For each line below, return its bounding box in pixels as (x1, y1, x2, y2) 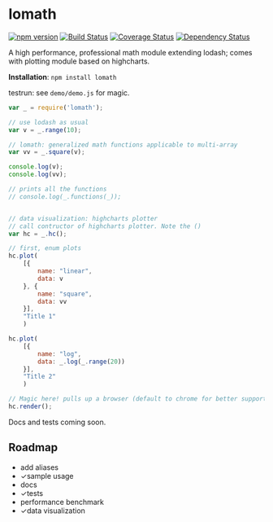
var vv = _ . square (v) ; (8, 148, 85, 156)
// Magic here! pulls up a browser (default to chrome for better (8, 395, 238, 403)
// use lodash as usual (8, 118, 89, 126)
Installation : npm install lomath (8, 72, 117, 81)
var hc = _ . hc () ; (8, 230, 67, 238)
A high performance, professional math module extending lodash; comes (8, 47, 253, 57)
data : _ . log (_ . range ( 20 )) (37, 358, 126, 366)
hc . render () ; (8, 402, 53, 411)
